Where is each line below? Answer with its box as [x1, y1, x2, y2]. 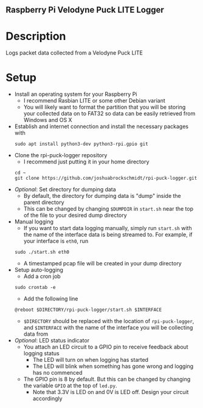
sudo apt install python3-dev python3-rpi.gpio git [14, 141, 148, 148]
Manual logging [14, 218, 54, 225]
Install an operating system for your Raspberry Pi [14, 90, 137, 98]
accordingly [32, 395, 63, 403]
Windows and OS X [23, 117, 72, 124]
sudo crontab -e [14, 285, 56, 291]
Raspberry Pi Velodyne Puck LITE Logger [5, 5, 165, 15]
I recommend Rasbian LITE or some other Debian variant [23, 97, 165, 104]
